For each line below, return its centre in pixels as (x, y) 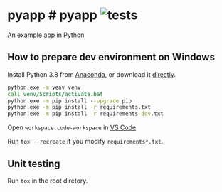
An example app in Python (46, 35)
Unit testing (34, 164)
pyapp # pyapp (53, 15)
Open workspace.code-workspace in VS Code (72, 127)
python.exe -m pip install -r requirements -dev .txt (85, 114)
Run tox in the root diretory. (48, 181)
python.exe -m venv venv (44, 87)
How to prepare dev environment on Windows (111, 57)
